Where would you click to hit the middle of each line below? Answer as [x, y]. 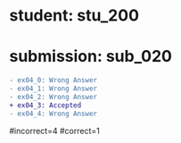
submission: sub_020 [90, 57]
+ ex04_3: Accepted [45, 105]
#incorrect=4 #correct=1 [54, 130]
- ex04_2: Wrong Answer [53, 97]
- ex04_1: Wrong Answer [53, 88]
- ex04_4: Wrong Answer [53, 114]
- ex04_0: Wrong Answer [53, 80]
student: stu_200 [74, 16]
